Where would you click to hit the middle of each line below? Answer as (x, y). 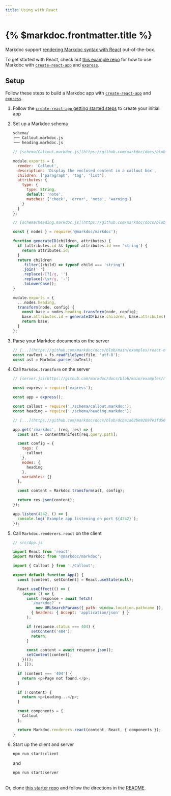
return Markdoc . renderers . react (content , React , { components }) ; (89, 730)
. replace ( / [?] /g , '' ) (45, 274)
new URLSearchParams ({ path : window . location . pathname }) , (99, 608)
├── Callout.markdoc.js (38, 138)
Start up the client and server (43, 744)
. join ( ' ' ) (34, 270)
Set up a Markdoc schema (40, 124)
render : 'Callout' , (38, 166)
